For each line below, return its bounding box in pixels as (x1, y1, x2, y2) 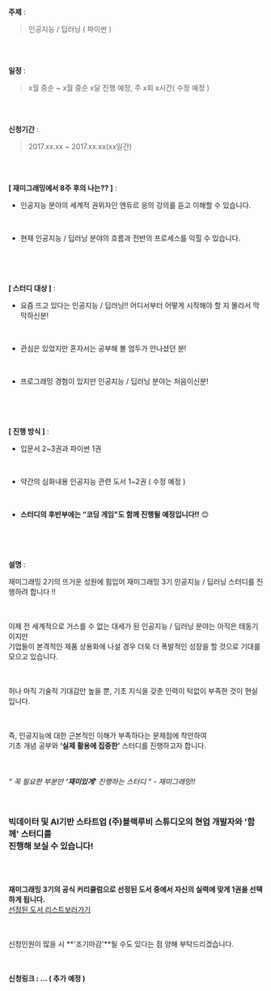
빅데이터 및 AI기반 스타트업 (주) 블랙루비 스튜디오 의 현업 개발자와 (8, 816, 243, 827)
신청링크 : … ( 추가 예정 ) (8, 974, 86, 984)
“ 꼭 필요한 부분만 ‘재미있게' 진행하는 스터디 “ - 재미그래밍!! (8, 776, 196, 786)
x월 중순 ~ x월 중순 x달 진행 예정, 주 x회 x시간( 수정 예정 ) (28, 83, 210, 92)
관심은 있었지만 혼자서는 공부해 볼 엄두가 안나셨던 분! (19, 343, 187, 353)
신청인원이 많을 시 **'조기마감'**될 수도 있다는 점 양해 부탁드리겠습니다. (8, 939, 235, 949)
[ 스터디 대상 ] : (8, 283, 56, 293)
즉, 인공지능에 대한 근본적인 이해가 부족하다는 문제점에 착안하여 (8, 731, 208, 740)
